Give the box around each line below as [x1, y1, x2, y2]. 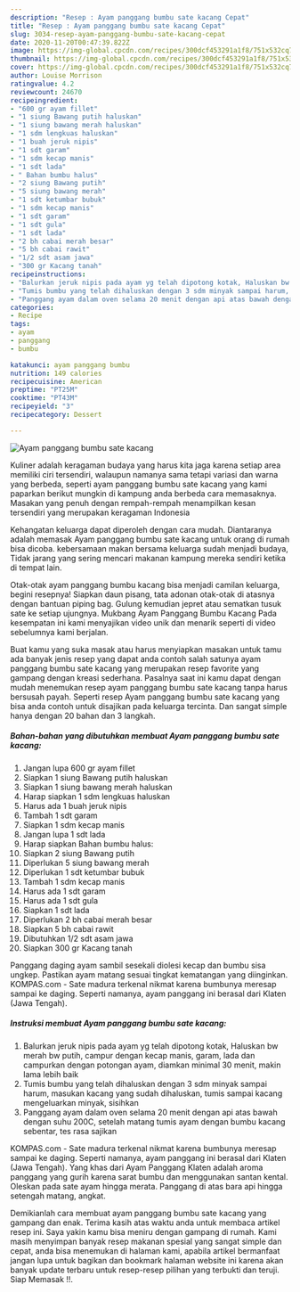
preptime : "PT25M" [10, 385, 78, 395]
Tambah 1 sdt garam [22, 810, 98, 821]
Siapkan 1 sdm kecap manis [22, 819, 126, 830]
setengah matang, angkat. [10, 1190, 106, 1201]
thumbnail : [10, 54, 51, 63]
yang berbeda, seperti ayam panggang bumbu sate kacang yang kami [10, 478, 268, 489]
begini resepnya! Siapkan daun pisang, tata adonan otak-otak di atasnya [10, 589, 275, 600]
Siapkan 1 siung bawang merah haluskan [22, 781, 173, 792]
